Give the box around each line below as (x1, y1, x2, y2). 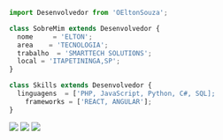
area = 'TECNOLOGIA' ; (17, 41, 109, 49)
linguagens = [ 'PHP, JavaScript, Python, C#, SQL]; (17, 89, 216, 98)
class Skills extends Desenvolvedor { (9, 81, 152, 90)
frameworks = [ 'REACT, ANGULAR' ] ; (25, 97, 152, 106)
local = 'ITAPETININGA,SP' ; (17, 57, 121, 66)
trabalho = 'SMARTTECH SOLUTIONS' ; (17, 48, 152, 57)
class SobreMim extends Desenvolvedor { (9, 24, 161, 33)
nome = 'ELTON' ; (17, 32, 93, 41)
